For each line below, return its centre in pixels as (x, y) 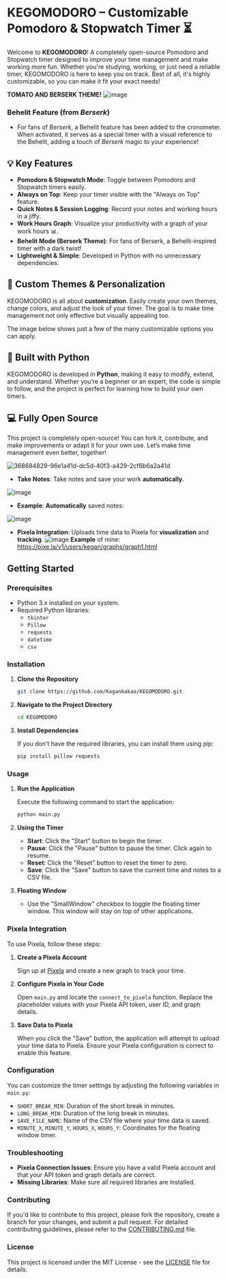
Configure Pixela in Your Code (60, 984)
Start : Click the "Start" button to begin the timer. (95, 841)
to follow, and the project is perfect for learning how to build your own (105, 388)
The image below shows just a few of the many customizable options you (110, 328)
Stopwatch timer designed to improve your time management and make (108, 59)
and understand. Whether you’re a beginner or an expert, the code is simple (114, 381)
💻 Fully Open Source (53, 418)
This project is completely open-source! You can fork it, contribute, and (108, 438)
